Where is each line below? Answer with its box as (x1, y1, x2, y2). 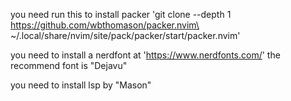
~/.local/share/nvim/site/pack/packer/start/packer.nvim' (10, 30, 241, 41)
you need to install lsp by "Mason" (10, 79, 152, 91)
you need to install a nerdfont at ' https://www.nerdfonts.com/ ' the (10, 49, 281, 61)
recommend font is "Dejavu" (10, 60, 128, 71)
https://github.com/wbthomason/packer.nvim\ (10, 19, 200, 31)
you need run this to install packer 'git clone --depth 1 (10, 9, 232, 20)
